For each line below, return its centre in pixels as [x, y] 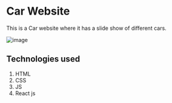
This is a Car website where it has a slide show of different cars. [87, 28]
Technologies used [43, 59]
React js [25, 93]
